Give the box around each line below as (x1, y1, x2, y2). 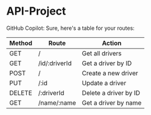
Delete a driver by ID (81, 88, 141, 97)
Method (9, 38, 33, 47)
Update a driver (81, 78, 126, 87)
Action (102, 38, 122, 47)
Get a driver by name (81, 99, 142, 107)
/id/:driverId (38, 59, 72, 68)
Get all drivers (81, 49, 122, 57)
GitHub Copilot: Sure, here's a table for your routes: (6, 24, 135, 32)
